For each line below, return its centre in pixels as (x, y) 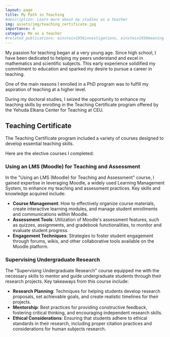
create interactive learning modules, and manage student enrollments (85, 209)
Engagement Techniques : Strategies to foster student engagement (83, 236)
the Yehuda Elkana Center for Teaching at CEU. (54, 110)
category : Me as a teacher (34, 33)
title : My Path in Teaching (35, 15)
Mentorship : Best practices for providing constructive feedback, (80, 308)
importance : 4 (20, 29)
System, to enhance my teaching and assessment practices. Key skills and (83, 188)
